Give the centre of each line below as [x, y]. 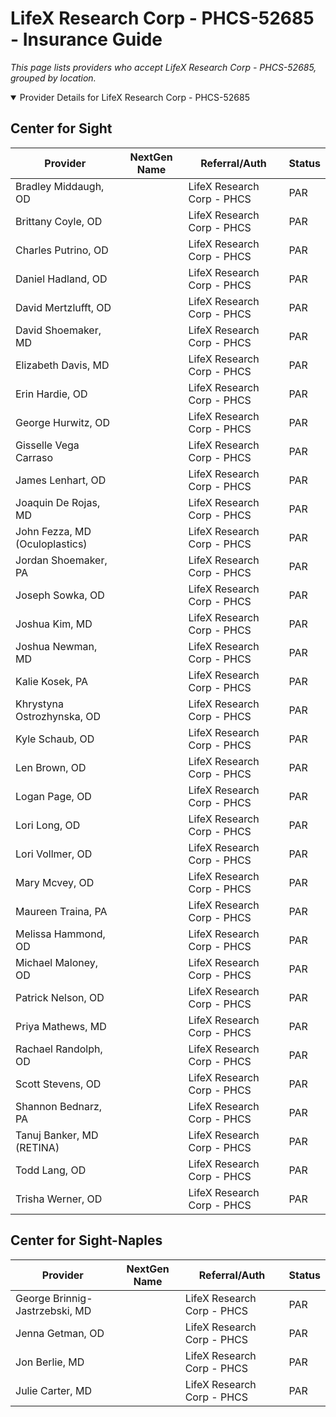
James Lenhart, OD [61, 480]
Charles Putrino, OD [62, 250]
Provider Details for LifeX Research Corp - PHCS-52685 [134, 97]
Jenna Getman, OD [60, 1333]
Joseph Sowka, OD [60, 595]
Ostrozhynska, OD [58, 716]
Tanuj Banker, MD [57, 1135]
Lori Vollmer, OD [54, 854]
